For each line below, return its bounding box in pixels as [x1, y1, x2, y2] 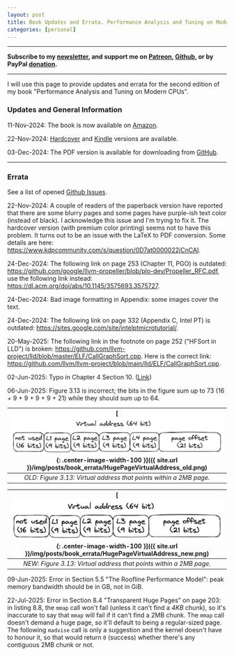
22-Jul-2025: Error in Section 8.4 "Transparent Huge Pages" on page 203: [7, 596, 221, 604]
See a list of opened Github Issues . [7, 187, 108, 196]
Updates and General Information [7, 105, 123, 115]
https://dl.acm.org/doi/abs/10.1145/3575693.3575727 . [7, 282, 160, 290]
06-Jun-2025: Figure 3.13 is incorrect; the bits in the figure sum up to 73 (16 [7, 386, 225, 395]
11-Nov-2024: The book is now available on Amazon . [7, 121, 159, 129]
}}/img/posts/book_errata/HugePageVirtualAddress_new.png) [24, 549, 210, 557]
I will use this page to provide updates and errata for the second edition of [7, 80, 220, 89]
